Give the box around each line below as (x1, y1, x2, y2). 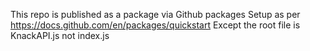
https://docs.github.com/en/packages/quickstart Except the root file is (10, 19, 301, 31)
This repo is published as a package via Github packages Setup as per (10, 9, 301, 20)
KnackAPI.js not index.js (10, 30, 110, 41)
